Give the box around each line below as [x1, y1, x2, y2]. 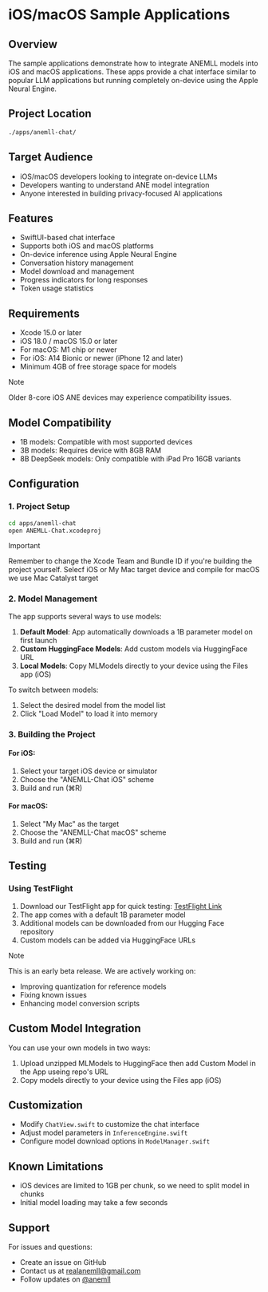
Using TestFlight [8, 883, 73, 895]
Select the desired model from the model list [19, 700, 166, 709]
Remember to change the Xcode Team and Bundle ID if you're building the [8, 556, 253, 566]
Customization [8, 1098, 84, 1112]
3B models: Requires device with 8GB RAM [19, 445, 162, 455]
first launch [19, 635, 57, 645]
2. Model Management [8, 593, 98, 604]
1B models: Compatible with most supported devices [19, 437, 193, 446]
